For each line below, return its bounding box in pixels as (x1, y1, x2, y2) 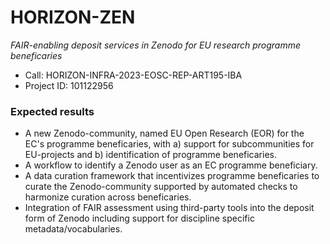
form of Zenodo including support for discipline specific (24, 212, 255, 225)
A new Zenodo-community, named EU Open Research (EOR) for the (24, 127, 305, 140)
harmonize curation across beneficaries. (24, 191, 192, 203)
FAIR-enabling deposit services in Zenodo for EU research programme (10, 39, 302, 51)
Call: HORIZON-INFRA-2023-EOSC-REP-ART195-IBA (24, 69, 243, 81)
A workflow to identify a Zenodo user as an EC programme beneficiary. (24, 159, 318, 171)
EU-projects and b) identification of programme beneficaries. (24, 149, 277, 161)
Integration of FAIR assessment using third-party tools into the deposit (24, 202, 315, 214)
